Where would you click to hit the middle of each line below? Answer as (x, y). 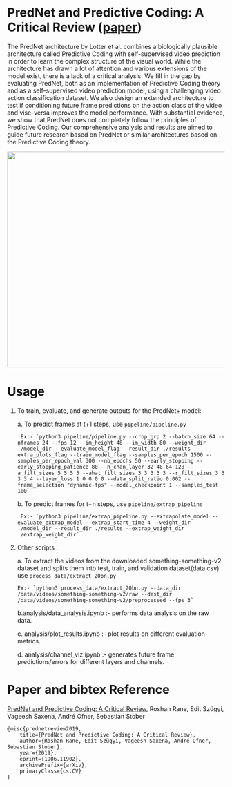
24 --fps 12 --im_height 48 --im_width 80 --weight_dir (124, 443)
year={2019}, (38, 753)
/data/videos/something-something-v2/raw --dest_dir (95, 594)
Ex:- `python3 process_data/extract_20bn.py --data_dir (99, 588)
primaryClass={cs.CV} (50, 771)
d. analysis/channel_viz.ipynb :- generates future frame (96, 654)
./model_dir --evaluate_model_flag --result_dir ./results (104, 449)
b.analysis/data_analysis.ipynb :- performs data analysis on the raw (113, 613)
